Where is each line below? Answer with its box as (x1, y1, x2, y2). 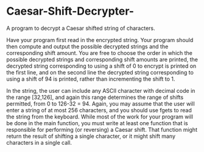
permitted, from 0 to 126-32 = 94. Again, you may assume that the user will (6, 100, 195, 107)
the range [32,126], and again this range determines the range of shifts (6, 93, 184, 101)
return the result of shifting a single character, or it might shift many (6, 132, 175, 140)
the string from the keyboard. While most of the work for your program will (6, 113, 194, 120)
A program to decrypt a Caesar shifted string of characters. (6, 24, 155, 32)
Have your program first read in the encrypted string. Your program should (6, 36, 194, 43)
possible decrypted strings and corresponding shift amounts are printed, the (6, 56, 198, 63)
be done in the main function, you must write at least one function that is (6, 119, 189, 126)
